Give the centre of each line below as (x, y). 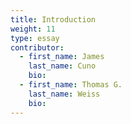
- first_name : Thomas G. (71, 85)
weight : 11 (33, 29)
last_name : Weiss (64, 94)
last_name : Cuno (62, 66)
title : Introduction (53, 19)
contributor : (37, 47)
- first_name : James (62, 57)
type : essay (35, 38)
